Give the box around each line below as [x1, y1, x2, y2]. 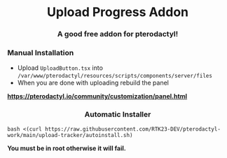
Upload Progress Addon [46, 4, 189, 20]
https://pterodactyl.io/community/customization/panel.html [7, 92, 188, 101]
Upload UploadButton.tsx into [17, 64, 104, 72]
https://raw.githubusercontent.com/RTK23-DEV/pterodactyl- [44, 125, 221, 133]
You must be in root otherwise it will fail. [7, 144, 126, 152]
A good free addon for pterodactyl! [57, 29, 179, 39]
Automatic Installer [84, 110, 151, 120]
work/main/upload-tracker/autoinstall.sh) [7, 131, 133, 138]
